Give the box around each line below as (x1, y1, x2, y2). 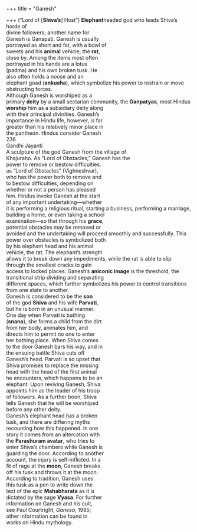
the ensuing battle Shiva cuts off (6, 349, 85, 356)
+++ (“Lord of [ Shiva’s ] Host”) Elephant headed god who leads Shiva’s (6, 17, 178, 23)
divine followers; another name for (6, 29, 90, 36)
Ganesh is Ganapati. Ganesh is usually (6, 35, 99, 42)
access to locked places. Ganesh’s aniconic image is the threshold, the (6, 268, 179, 274)
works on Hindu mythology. (6, 519, 73, 525)
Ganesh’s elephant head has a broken (6, 412, 98, 419)
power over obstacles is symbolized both (6, 236, 106, 243)
